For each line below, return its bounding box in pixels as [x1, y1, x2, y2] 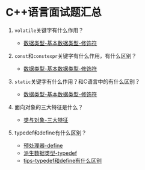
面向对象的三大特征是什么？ [14, 103, 84, 110]
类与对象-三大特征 [23, 116, 69, 124]
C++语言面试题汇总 [5, 5, 102, 19]
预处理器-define [23, 142, 63, 149]
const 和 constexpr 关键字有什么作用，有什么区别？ [14, 52, 137, 59]
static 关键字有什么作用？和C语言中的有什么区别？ [14, 78, 140, 85]
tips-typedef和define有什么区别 [23, 157, 102, 164]
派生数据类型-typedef [23, 149, 78, 157]
